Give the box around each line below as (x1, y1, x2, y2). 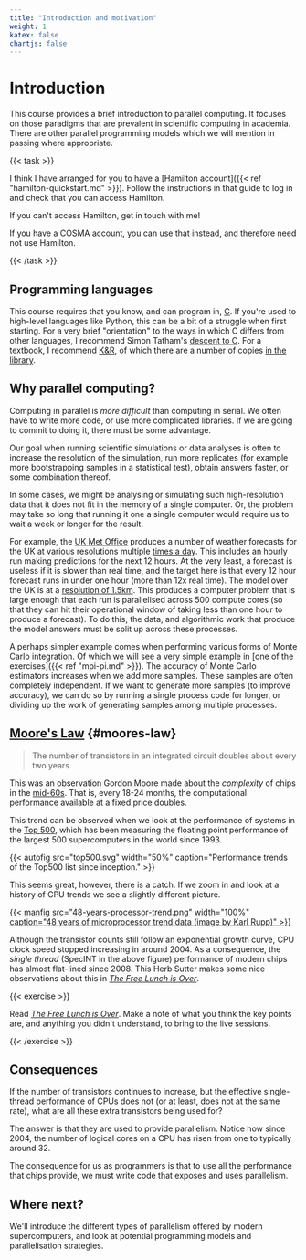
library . (9, 355, 37, 365)
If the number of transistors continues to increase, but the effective (9, 1086, 262, 1097)
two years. (31, 759, 72, 770)
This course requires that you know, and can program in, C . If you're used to (9, 306, 297, 316)
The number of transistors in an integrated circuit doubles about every (31, 750, 297, 761)
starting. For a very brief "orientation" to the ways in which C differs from (9, 325, 285, 336)
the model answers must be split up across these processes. (9, 623, 238, 634)
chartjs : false (9, 38, 68, 48)
